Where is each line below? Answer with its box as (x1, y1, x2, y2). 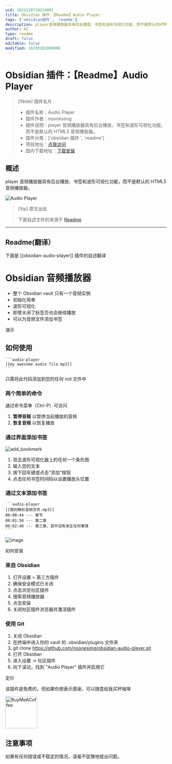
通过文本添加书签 (5, 490, 48, 497)
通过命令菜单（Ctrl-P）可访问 (5, 403, 68, 409)
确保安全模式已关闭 (12, 580, 54, 587)
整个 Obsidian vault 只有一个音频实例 (12, 290, 91, 296)
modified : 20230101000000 (5, 46, 60, 51)
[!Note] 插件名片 (17, 98, 52, 104)
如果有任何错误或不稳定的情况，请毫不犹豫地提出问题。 (5, 753, 122, 759)
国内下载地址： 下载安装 (25, 147, 75, 154)
